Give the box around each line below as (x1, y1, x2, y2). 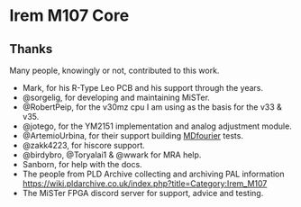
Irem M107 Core (9, 5, 130, 26)
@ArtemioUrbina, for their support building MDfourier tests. (22, 130, 243, 140)
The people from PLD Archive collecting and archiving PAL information (22, 168, 286, 179)
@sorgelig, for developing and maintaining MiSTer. (22, 92, 210, 103)
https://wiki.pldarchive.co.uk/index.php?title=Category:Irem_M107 (22, 178, 268, 189)
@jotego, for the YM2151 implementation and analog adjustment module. (22, 121, 293, 131)
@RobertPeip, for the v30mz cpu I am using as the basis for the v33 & (22, 102, 282, 112)
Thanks (9, 41, 53, 57)
